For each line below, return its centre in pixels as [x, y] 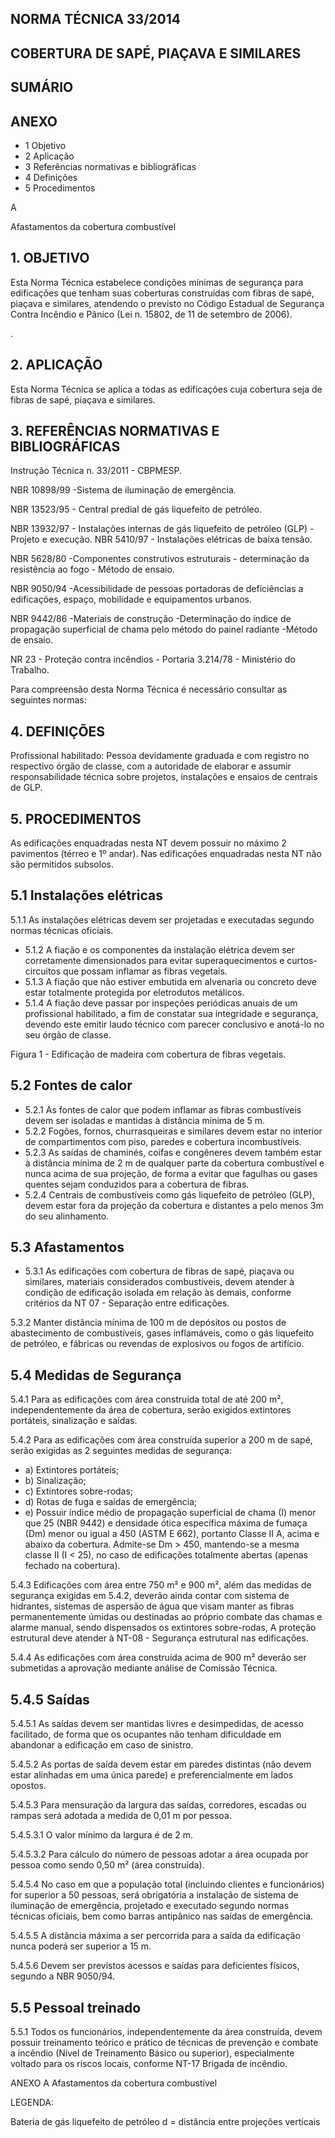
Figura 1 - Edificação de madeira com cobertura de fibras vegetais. [148, 1054]
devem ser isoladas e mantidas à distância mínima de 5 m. [145, 1120]
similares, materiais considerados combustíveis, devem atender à [159, 1282]
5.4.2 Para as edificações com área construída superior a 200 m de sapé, [161, 1440]
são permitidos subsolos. [62, 864]
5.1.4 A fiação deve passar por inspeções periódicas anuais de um [161, 1003]
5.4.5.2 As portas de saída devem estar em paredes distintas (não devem [161, 1764]
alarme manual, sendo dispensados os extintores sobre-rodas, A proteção [163, 1628]
